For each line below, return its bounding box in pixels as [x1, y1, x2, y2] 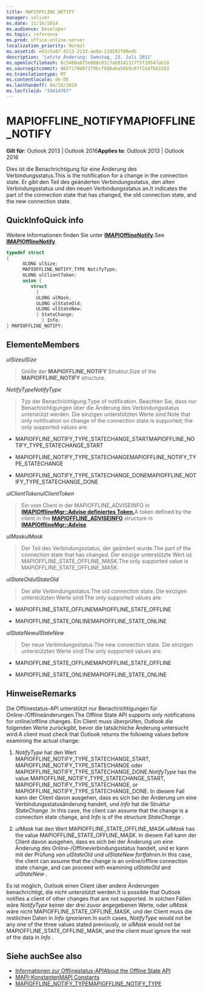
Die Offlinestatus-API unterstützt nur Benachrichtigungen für [6, 705, 158, 712]
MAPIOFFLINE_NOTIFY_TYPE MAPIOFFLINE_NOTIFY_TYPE [15, 980, 162, 988]
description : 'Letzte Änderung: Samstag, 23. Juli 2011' [6, 54, 153, 60]
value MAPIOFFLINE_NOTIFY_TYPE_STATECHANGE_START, [15, 774, 165, 782]
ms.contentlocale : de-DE [6, 77, 69, 83]
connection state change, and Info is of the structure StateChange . [15, 813, 184, 821]
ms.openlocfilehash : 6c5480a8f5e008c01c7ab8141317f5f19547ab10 [6, 60, 170, 66]
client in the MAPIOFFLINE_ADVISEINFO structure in [21, 514, 153, 522]
